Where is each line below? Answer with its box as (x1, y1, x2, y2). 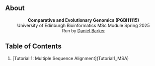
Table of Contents (5, 42, 62, 51)
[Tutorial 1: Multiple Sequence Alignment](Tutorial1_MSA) (12, 55, 129, 61)
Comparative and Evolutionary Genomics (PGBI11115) (27, 17, 140, 23)
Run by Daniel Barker (62, 27, 105, 34)
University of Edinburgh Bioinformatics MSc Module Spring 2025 (17, 22, 150, 28)
